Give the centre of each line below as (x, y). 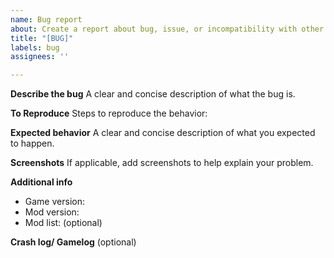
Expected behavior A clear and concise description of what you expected (163, 133)
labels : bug (35, 47)
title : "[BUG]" (42, 38)
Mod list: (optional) (63, 223)
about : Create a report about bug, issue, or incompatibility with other (167, 29)
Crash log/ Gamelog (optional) (73, 242)
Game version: (54, 202)
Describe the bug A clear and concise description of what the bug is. (153, 94)
